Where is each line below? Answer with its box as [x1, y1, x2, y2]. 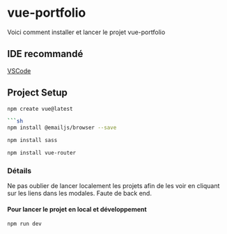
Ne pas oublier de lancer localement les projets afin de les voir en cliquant [7, 182, 220, 190]
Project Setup [7, 87, 68, 99]
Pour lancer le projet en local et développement [7, 205, 148, 213]
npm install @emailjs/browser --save [7, 124, 117, 132]
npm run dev [7, 221, 42, 228]
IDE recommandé [7, 48, 84, 60]
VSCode [7, 66, 31, 75]
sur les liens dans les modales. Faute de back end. [7, 189, 152, 198]
